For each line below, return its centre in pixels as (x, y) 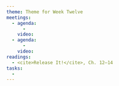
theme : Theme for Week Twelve (45, 12)
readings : (19, 57)
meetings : (19, 18)
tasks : (15, 68)
